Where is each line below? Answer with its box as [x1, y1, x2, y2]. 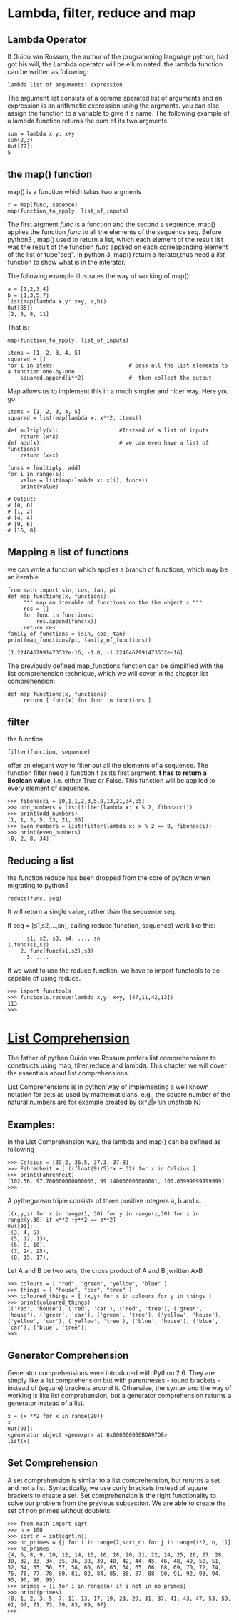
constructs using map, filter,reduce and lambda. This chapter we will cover [7, 1061, 227, 1070]
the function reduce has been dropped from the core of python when [7, 874, 210, 882]
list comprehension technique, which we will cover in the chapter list [7, 669, 208, 677]
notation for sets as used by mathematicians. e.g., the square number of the [7, 1090, 230, 1099]
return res [23, 624, 56, 631]
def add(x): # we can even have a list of [7, 439, 209, 447]
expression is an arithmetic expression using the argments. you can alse [7, 101, 220, 110]
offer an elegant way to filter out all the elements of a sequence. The [7, 761, 209, 770]
